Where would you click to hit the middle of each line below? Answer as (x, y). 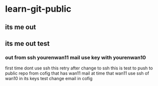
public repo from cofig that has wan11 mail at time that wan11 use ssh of (77, 73)
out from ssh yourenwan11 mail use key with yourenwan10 (76, 57)
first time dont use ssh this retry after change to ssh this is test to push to (79, 68)
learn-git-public (38, 9)
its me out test (27, 43)
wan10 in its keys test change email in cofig (49, 79)
